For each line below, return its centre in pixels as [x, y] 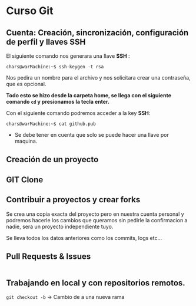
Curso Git [30, 11]
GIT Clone [25, 180]
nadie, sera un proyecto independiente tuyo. [60, 226]
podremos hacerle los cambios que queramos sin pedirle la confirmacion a [97, 220]
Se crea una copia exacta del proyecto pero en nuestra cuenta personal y [95, 214]
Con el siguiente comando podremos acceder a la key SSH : [78, 113]
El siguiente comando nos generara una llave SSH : [68, 56]
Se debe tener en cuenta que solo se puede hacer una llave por [92, 135]
